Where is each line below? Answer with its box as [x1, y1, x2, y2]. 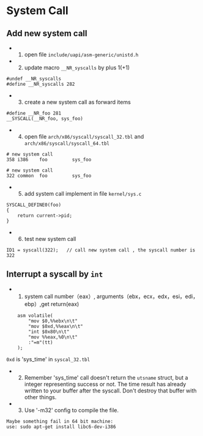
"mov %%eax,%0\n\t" [28, 334, 78, 340]
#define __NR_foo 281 [6, 110, 62, 117]
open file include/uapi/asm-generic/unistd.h [24, 51, 139, 58]
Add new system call [6, 28, 87, 39]
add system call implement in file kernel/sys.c [24, 190, 142, 197]
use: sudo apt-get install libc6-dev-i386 [6, 424, 116, 430]
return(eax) [51, 300, 79, 307]
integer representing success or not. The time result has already [24, 380, 186, 388]
